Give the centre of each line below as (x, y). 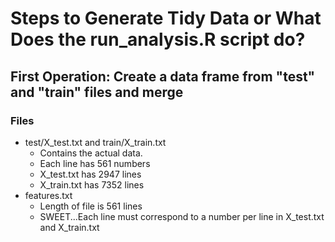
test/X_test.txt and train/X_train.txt (95, 142)
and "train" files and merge (97, 92)
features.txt (48, 195)
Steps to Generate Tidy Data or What (166, 18)
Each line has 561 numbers (95, 163)
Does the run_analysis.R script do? (158, 39)
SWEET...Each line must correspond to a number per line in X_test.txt (182, 216)
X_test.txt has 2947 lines (90, 174)
